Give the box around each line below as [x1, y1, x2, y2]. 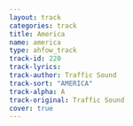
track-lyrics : [9, 63, 62, 72]
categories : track [9, 21, 77, 30]
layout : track [9, 12, 62, 22]
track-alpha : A [9, 87, 66, 96]
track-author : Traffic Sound [9, 71, 117, 80]
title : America [9, 29, 66, 38]
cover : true [9, 104, 53, 113]
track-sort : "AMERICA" [9, 79, 93, 88]
